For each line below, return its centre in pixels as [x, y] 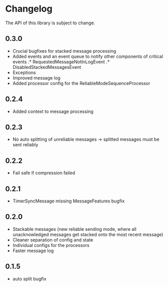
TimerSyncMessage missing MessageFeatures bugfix [69, 201]
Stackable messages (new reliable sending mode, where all [74, 229]
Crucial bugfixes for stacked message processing [64, 51]
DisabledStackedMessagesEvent [47, 67]
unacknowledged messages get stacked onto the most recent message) [88, 234]
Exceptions [24, 72]
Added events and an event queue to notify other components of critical [88, 56]
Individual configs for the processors [51, 245]
